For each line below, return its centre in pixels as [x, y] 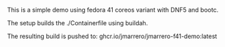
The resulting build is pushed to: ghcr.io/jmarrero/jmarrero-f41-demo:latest [112, 36]
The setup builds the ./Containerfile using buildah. [78, 23]
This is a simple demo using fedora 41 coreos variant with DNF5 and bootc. [113, 10]
